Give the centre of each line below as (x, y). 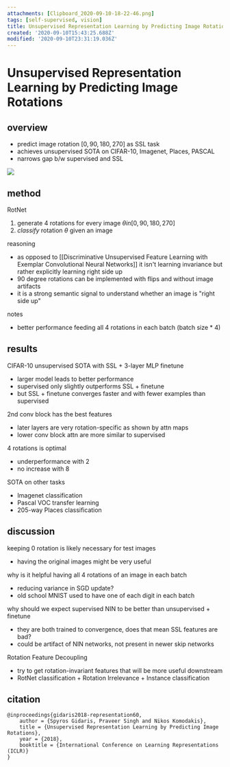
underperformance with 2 (53, 461)
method (24, 193)
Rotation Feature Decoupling (47, 657)
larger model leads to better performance (75, 379)
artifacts (29, 286)
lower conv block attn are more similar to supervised (91, 434)
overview (27, 127)
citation (24, 699)
